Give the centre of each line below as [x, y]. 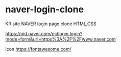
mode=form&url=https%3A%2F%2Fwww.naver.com [60, 39]
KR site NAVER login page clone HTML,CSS [51, 24]
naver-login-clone [45, 9]
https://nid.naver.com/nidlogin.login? [44, 33]
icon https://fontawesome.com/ [38, 49]
